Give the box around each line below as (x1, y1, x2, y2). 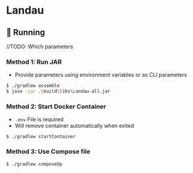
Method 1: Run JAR (6, 58, 62, 66)
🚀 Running (6, 27, 45, 37)
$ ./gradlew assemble (6, 83, 60, 89)
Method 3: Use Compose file (6, 147, 91, 156)
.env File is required (14, 116, 64, 123)
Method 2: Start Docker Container (6, 102, 106, 111)
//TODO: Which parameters (6, 43, 73, 50)
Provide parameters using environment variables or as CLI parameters (14, 71, 188, 78)
